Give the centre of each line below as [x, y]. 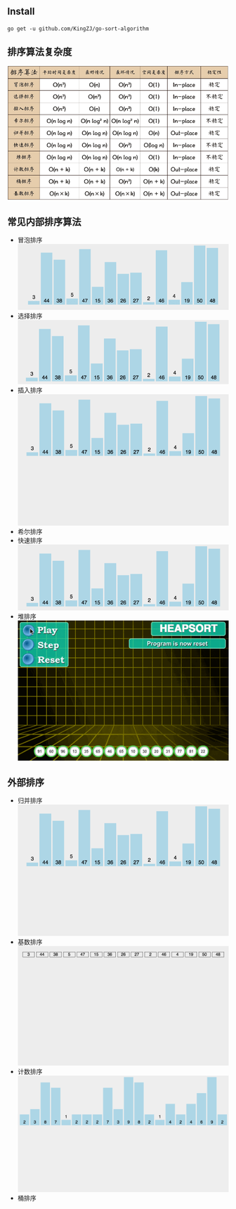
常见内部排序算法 [44, 222]
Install [21, 12]
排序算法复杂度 [40, 52]
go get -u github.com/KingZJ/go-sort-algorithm [78, 28]
